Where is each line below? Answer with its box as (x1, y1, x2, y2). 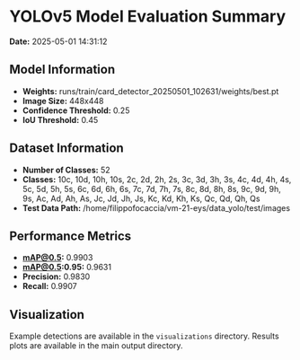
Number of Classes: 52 (22, 164, 110, 175)
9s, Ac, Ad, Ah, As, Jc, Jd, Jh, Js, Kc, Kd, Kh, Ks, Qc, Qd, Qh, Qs (22, 193, 260, 204)
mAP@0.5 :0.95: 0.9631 (22, 262, 112, 273)
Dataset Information (9, 141, 124, 156)
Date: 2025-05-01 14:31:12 (9, 36, 108, 47)
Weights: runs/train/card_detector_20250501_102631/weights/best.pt (22, 85, 279, 96)
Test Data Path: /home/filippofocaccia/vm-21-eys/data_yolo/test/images (22, 202, 290, 213)
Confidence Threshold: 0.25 (22, 105, 130, 116)
